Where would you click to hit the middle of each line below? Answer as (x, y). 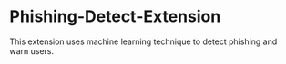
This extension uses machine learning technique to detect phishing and (143, 41)
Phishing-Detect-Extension (115, 17)
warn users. (32, 50)
